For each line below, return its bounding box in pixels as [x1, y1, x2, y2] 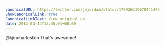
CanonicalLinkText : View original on [5, 16, 85, 21]
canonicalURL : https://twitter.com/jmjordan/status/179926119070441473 [5, 7, 160, 12]
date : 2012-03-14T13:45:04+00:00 [5, 21, 76, 26]
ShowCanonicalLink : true [5, 12, 58, 17]
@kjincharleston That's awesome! [5, 35, 76, 41]
